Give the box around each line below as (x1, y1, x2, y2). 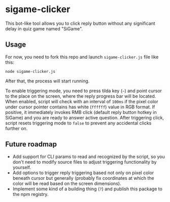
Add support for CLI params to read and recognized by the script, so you (12, 153, 165, 159)
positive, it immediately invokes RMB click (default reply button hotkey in (5, 109, 157, 115)
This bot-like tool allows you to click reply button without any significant (5, 20, 156, 26)
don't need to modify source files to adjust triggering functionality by (12, 158, 157, 165)
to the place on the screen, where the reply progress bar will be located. (5, 93, 156, 99)
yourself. (12, 164, 31, 170)
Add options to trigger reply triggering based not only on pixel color (12, 170, 154, 176)
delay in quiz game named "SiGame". (5, 25, 83, 31)
